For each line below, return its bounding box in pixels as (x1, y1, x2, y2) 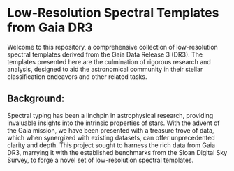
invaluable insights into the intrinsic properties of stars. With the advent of (7, 119, 220, 127)
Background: (7, 93, 65, 105)
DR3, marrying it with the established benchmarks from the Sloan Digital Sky (7, 148, 228, 156)
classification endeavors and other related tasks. (7, 72, 147, 81)
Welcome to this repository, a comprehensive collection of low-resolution (7, 43, 218, 51)
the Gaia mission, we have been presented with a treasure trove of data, (7, 126, 214, 134)
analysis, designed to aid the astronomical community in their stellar (7, 65, 203, 73)
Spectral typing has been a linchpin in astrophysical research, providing (7, 111, 214, 119)
